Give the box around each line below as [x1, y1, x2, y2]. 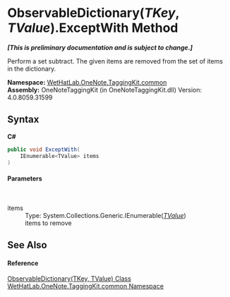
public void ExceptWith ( [7, 146, 80, 153]
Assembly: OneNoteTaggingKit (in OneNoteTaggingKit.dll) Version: [7, 85, 202, 94]
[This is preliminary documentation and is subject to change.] [7, 43, 193, 51]
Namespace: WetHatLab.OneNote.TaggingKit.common [7, 78, 167, 86]
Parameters [7, 174, 42, 183]
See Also [7, 238, 47, 251]
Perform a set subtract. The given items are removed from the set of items [7, 56, 224, 65]
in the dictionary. [7, 64, 56, 73]
